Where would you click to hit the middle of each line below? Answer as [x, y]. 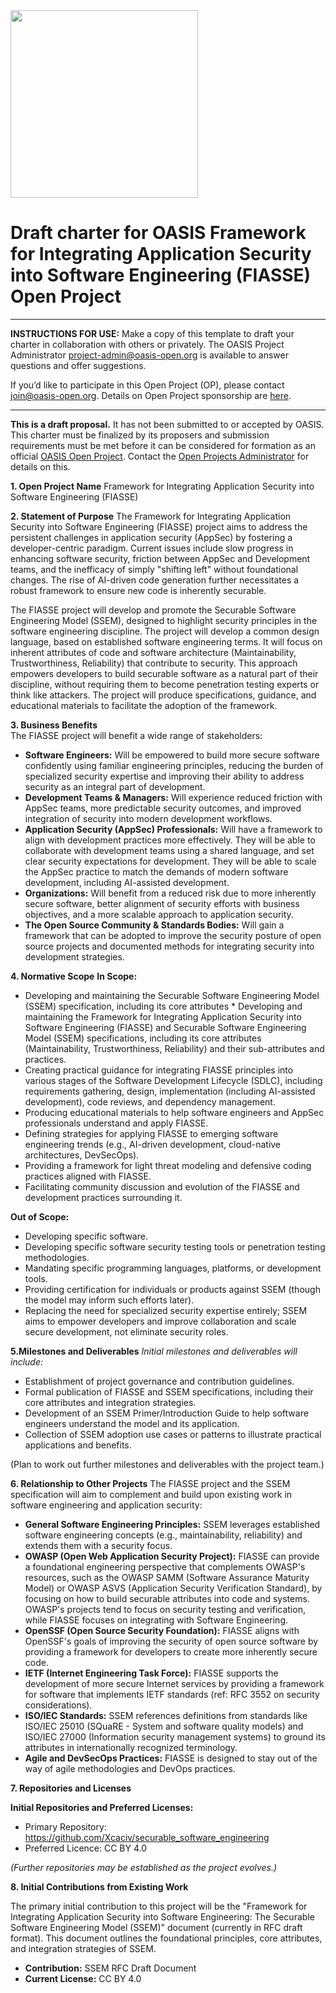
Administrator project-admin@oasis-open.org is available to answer [149, 355]
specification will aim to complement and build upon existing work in [151, 1494]
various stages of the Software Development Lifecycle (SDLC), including [173, 1080]
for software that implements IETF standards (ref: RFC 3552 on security [172, 1694]
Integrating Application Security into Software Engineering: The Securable [162, 1916]
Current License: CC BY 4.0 [83, 1978]
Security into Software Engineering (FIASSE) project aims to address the [159, 526]
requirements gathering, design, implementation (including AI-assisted [170, 1091]
